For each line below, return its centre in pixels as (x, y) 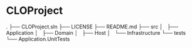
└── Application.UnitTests (38, 39)
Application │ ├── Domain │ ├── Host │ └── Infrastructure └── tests (96, 32)
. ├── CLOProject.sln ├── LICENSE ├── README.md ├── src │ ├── (92, 27)
